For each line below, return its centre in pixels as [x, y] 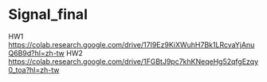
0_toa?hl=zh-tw [34, 69]
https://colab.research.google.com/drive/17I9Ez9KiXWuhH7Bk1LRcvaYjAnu [132, 44]
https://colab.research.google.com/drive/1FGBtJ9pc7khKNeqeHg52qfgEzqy [133, 61]
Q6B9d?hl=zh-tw [37, 53]
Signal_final [48, 15]
